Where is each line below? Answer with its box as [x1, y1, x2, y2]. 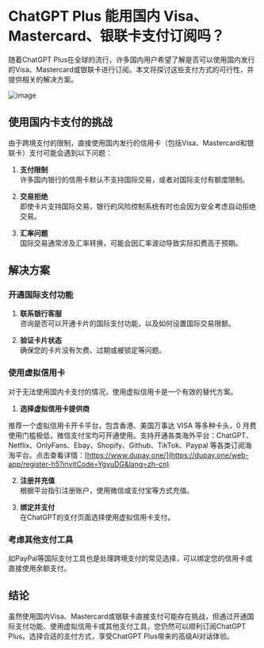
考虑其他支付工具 [8, 534, 74, 545]
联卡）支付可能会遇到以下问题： [8, 148, 113, 157]
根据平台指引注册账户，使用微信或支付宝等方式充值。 [19, 485, 194, 495]
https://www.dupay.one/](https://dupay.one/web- [86, 450, 249, 460]
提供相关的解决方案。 [8, 75, 78, 84]
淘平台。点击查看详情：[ [8, 450, 88, 460]
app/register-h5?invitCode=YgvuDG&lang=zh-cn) [8, 459, 170, 469]
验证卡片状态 [19, 336, 62, 345]
